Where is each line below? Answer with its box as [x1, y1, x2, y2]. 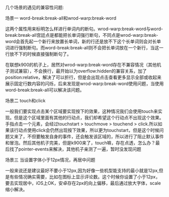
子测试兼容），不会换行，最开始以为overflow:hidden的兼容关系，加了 [5, 68, 147, 74]
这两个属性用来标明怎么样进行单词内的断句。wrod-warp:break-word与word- [5, 26, 163, 32]
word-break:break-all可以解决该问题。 [5, 87, 84, 93]
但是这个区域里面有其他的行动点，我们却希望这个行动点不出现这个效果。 [14, 115, 164, 120]
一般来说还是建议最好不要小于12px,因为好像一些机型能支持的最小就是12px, [5, 168, 159, 173]
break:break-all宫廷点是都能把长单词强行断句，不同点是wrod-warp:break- [5, 32, 158, 38]
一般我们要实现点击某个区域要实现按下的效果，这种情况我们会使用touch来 [5, 108, 158, 114]
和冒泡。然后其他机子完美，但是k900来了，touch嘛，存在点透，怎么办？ [5, 140, 156, 146]
